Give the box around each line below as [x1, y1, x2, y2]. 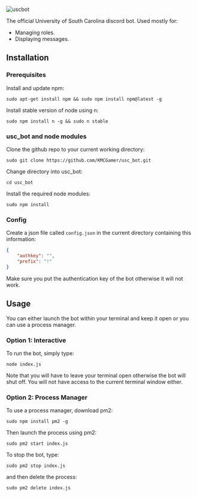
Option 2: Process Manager [6, 393, 88, 401]
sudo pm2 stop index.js [6, 463, 66, 469]
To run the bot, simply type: [6, 349, 74, 357]
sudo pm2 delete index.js [6, 485, 71, 491]
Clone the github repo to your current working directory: [6, 145, 145, 153]
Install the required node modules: [6, 190, 91, 197]
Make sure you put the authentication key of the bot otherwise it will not [6, 275, 184, 282]
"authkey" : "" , [17, 253, 55, 259]
